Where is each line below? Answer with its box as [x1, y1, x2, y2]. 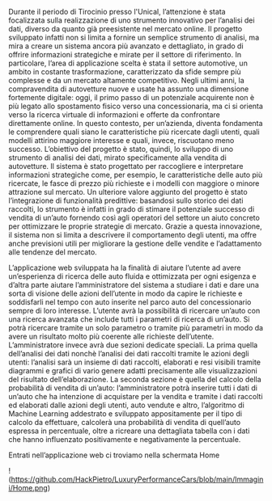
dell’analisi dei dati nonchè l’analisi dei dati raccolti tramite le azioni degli [8, 349, 249, 358]
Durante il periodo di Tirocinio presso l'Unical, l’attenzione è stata [8, 7, 226, 16]
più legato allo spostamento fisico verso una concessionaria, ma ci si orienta [8, 101, 263, 111]
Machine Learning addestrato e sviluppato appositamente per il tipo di [8, 409, 243, 419]
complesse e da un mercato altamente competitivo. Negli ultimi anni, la [8, 76, 244, 85]
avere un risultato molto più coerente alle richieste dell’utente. [8, 331, 215, 341]
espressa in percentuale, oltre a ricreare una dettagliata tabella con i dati [8, 426, 250, 436]
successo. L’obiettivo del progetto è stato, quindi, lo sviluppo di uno [8, 145, 233, 154]
